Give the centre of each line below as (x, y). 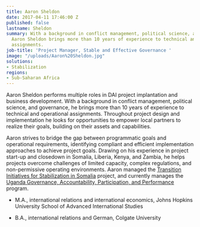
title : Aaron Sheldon (33, 12)
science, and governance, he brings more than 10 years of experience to (95, 108)
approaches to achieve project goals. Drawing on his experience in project (97, 151)
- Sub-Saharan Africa (33, 78)
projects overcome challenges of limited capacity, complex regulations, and (99, 163)
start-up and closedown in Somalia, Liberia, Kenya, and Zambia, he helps (96, 157)
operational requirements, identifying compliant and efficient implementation (100, 144)
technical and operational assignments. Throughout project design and (93, 114)
